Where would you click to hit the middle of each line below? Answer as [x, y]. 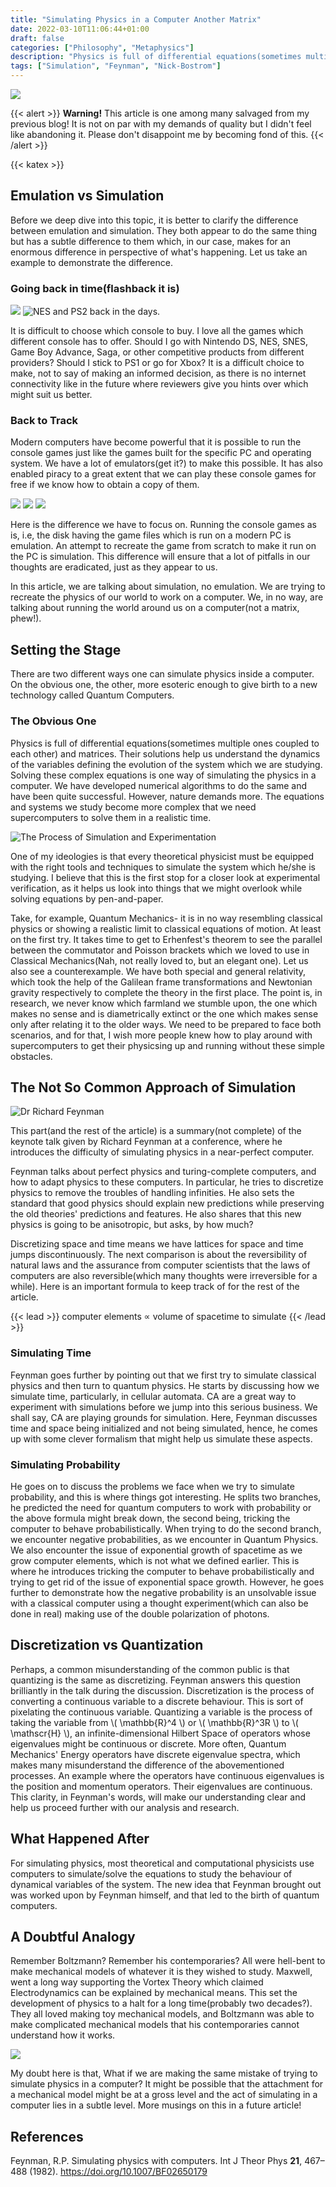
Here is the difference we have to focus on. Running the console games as [163, 525]
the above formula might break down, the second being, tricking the [150, 1518]
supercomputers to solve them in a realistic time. [111, 817]
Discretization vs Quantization [107, 1645]
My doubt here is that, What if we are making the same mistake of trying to [164, 2073]
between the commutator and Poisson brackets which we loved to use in [160, 950]
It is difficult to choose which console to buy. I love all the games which [157, 331]
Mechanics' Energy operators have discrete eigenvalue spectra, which [155, 1754]
